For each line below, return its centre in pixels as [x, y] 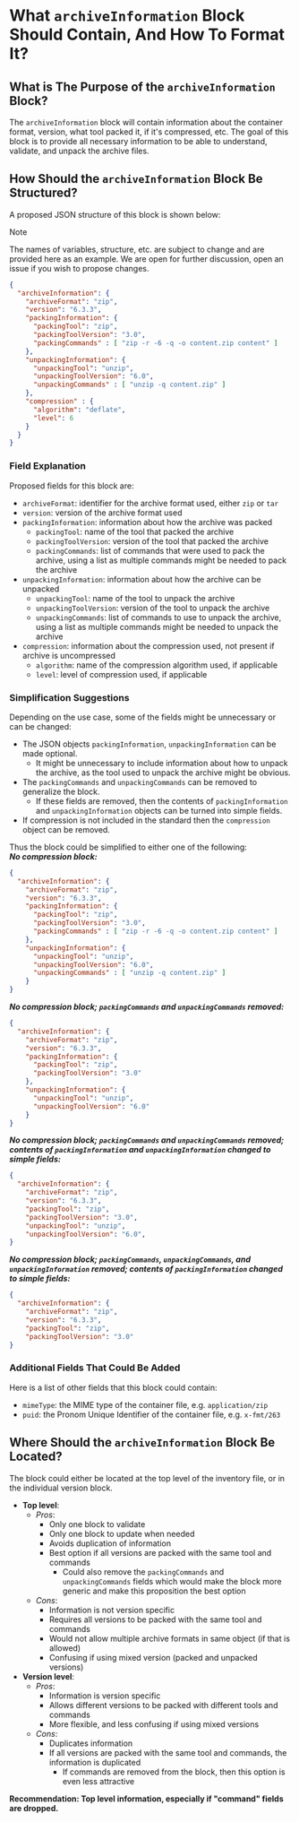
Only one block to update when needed [122, 1533]
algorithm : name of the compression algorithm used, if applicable [157, 665]
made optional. [50, 753]
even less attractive [98, 1781]
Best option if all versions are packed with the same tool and [160, 1552]
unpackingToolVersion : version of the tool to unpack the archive [153, 608]
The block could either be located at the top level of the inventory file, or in [147, 1478]
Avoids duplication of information [110, 1543]
